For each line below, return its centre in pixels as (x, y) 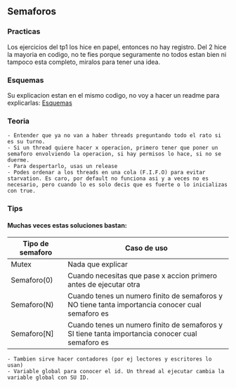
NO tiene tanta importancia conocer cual (135, 305)
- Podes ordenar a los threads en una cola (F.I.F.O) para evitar (106, 173)
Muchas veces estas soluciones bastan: (67, 225)
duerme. (19, 160)
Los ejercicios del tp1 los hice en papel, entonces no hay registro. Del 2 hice (117, 47)
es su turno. (26, 142)
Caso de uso (147, 248)
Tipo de (36, 244)
